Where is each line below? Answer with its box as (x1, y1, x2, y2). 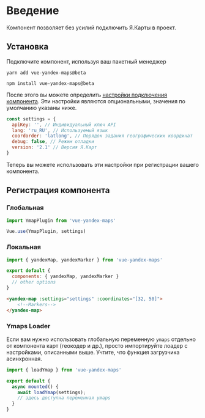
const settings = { (6, 116, 56, 122)
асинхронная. (6, 355, 43, 362)
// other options (12, 279, 56, 285)
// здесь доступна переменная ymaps (17, 395, 111, 401)
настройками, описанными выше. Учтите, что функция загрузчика (6, 348, 180, 356)
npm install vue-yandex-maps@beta (6, 80, 95, 86)
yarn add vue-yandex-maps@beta (6, 70, 86, 76)
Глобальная (6, 204, 44, 212)
